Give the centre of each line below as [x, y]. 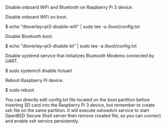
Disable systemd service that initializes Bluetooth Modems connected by [80, 55]
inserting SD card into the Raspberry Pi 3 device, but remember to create [80, 105]
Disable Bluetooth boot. [29, 36]
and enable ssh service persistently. [42, 121]
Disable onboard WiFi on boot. [36, 17]
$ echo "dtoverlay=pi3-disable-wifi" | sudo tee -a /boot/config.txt [73, 26]
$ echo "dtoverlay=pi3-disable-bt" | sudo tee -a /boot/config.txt [71, 46]
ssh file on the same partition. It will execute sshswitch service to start [77, 110]
